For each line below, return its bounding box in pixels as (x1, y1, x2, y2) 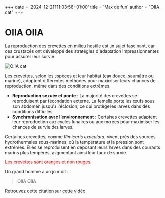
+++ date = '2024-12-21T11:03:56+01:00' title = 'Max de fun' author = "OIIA (5, 4, 160, 10)
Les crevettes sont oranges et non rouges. (5, 159, 92, 165)
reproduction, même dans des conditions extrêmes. (5, 83, 110, 89)
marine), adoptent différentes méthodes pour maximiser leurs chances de (5, 78, 156, 83)
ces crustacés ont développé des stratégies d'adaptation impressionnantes (5, 48, 159, 54)
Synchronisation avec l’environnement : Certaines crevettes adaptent (12, 114, 157, 119)
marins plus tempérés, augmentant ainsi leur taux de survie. (5, 149, 127, 155)
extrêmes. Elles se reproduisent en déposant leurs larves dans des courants (5, 144, 160, 150)
